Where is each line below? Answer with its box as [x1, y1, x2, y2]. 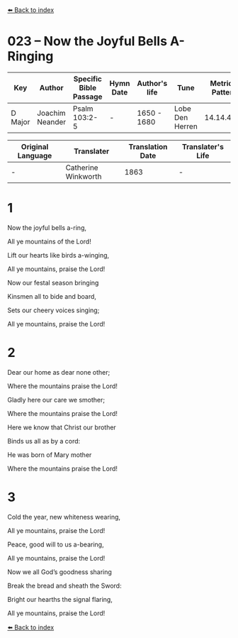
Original [21, 141, 49, 151]
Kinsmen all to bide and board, [7, 292, 97, 300]
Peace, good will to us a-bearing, [7, 540, 104, 549]
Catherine [65, 163, 98, 172]
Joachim [36, 108, 66, 118]
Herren [174, 121, 198, 131]
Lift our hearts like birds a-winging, [7, 251, 110, 259]
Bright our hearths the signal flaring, [7, 595, 113, 603]
